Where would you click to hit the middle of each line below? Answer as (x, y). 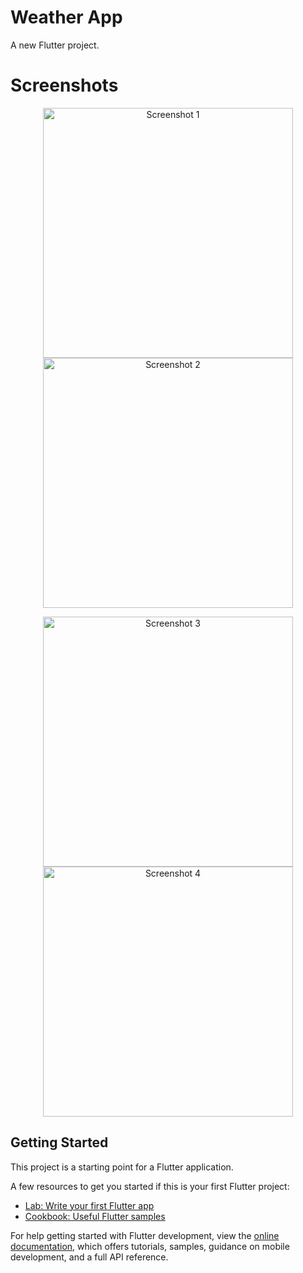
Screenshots (64, 85)
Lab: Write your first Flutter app (89, 1205)
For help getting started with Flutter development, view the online (145, 1235)
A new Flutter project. (55, 45)
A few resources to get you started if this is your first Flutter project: (150, 1186)
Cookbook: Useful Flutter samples (95, 1216)
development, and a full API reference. (89, 1257)
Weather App (66, 17)
